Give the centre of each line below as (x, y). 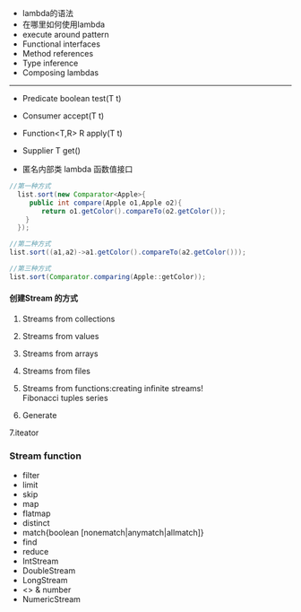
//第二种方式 (30, 244)
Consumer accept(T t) (63, 116)
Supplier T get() (51, 150)
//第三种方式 (30, 268)
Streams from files (56, 371)
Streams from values (60, 336)
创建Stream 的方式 (44, 298)
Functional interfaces (61, 44)
